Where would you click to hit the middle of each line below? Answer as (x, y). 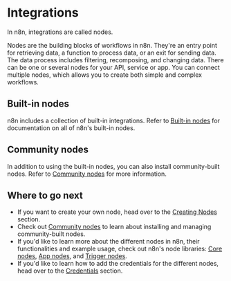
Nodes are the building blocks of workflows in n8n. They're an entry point (112, 45)
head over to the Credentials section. (70, 271)
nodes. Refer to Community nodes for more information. (87, 174)
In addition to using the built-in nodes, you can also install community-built (113, 166)
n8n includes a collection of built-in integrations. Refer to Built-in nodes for (113, 120)
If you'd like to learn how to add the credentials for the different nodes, (118, 264)
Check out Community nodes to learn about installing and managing (114, 227)
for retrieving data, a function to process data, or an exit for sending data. (112, 53)
